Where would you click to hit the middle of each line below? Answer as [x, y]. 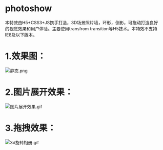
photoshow [29, 9]
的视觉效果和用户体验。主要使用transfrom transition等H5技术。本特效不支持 [81, 28]
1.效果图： [26, 56]
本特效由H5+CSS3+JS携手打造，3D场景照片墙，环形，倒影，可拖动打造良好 [82, 22]
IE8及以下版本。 [21, 35]
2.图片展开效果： [39, 92]
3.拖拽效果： [31, 128]
